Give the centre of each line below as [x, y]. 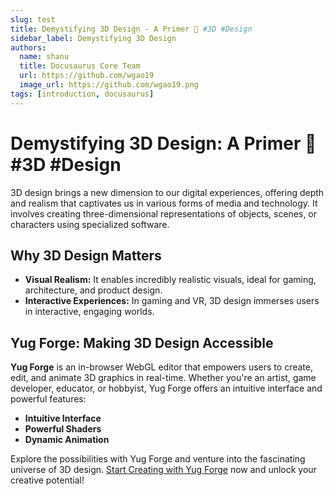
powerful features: [48, 399]
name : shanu [44, 57]
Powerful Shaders [63, 429]
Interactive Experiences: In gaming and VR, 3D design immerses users [172, 301]
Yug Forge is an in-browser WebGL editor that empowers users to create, [161, 367]
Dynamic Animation [67, 440]
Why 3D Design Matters [86, 255]
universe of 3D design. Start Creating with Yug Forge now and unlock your [163, 470]
